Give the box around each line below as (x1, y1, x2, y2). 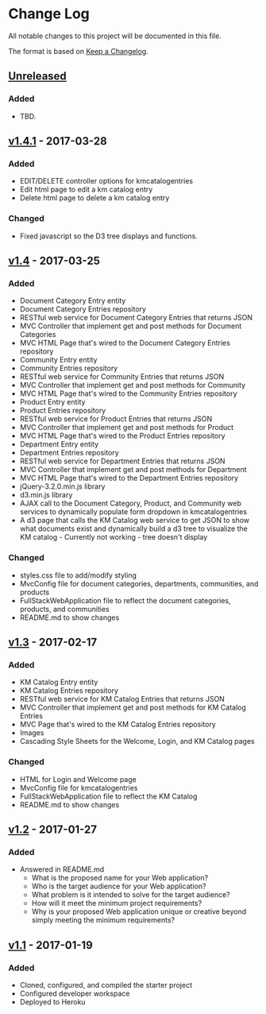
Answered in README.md (19, 865, 105, 874)
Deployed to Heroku (19, 997, 86, 1006)
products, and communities (19, 604, 110, 613)
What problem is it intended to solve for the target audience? (31, 890, 230, 900)
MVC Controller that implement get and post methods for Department (19, 465, 247, 474)
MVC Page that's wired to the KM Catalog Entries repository (19, 720, 216, 730)
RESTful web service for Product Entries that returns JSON (19, 414, 213, 424)
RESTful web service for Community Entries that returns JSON (19, 372, 225, 381)
